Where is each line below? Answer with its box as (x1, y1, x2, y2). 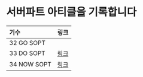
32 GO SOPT (9, 38, 46, 47)
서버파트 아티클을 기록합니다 (6, 5, 137, 19)
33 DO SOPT (9, 49, 46, 57)
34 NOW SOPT (9, 60, 52, 68)
